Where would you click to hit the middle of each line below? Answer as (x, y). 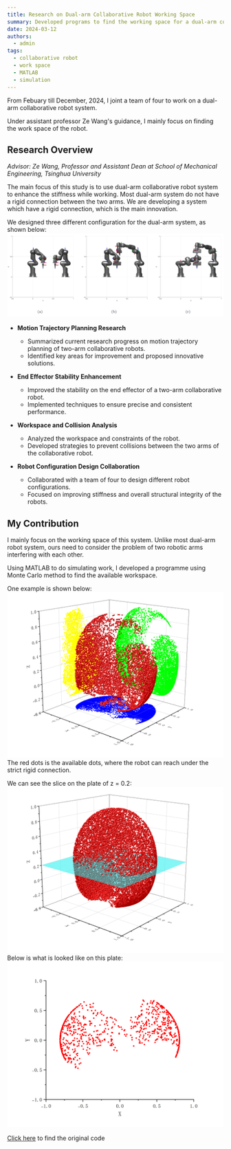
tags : (15, 51)
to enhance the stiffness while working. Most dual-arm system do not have (113, 194)
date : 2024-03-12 (32, 29)
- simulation (32, 80)
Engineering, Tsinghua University (54, 174)
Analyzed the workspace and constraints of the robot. (104, 439)
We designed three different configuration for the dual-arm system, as (107, 222)
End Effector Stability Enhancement (69, 377)
